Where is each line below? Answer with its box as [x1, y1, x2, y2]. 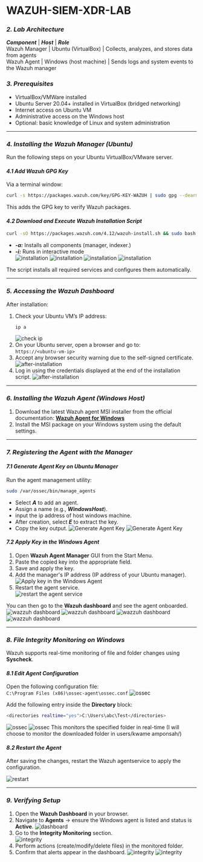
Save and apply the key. [14, 564, 75, 571]
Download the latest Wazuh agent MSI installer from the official [14, 408, 172, 415]
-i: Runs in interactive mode [14, 248, 85, 256]
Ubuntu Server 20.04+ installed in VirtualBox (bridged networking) [14, 100, 181, 107]
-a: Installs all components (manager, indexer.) [14, 242, 132, 249]
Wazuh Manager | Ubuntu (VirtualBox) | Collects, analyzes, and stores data [6, 45, 193, 53]
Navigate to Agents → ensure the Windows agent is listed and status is [14, 816, 192, 823]
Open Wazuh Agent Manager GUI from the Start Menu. [14, 552, 153, 559]
